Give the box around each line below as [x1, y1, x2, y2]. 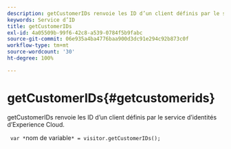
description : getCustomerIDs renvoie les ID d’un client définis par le [7, 10, 220, 17]
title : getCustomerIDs [7, 23, 72, 30]
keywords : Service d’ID [7, 16, 76, 23]
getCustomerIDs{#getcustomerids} [7, 90, 215, 106]
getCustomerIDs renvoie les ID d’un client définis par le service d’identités [7, 113, 217, 121]
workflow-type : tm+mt [7, 42, 69, 49]
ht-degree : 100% [7, 55, 54, 62]
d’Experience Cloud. [7, 120, 65, 128]
